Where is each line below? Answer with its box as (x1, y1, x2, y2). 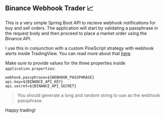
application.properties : (5, 65, 56, 71)
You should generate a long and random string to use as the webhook (17, 92, 161, 98)
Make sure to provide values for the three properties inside (5, 60, 126, 66)
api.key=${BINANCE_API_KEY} (5, 79, 64, 84)
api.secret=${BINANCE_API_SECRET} (5, 83, 77, 88)
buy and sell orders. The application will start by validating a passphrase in (5, 25, 158, 31)
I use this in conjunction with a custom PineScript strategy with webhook (5, 45, 154, 51)
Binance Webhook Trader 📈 (5, 4, 93, 12)
